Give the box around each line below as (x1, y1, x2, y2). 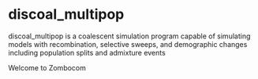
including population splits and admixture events (8, 48, 166, 57)
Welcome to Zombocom (8, 63, 87, 72)
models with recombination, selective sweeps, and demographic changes (8, 39, 248, 48)
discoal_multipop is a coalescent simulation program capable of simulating (8, 31, 251, 41)
